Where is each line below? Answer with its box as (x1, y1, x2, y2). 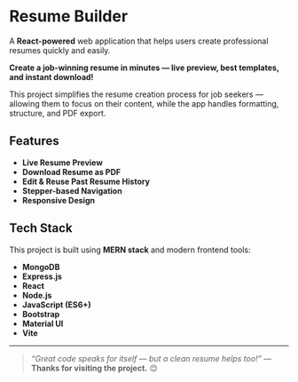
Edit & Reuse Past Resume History (21, 176, 151, 187)
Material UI (21, 318, 64, 329)
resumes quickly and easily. (9, 44, 111, 55)
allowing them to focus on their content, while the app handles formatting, (9, 98, 279, 108)
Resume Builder (9, 6, 129, 27)
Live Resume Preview (21, 157, 104, 168)
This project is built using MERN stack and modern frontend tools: (9, 244, 251, 255)
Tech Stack (9, 220, 73, 236)
